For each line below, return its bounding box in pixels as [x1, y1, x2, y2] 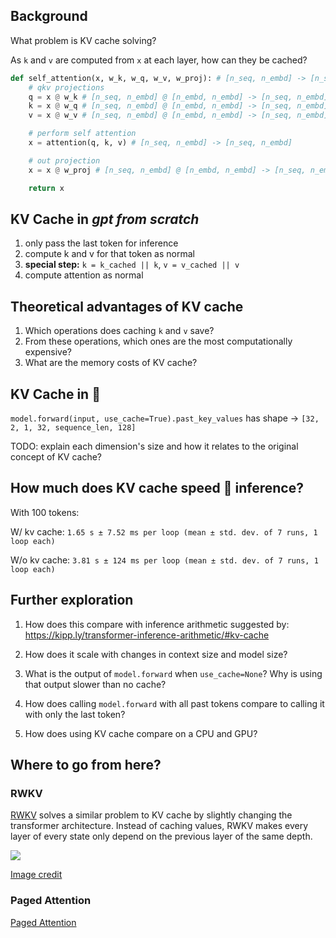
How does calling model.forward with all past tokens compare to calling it [24, 697, 325, 709]
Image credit [10, 869, 63, 881]
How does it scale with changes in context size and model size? [24, 648, 288, 660]
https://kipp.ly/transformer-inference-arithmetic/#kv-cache [24, 629, 270, 641]
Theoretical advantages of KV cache [10, 298, 244, 315]
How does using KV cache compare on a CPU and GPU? [24, 727, 258, 739]
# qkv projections [28, 82, 105, 93]
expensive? [24, 346, 72, 358]
